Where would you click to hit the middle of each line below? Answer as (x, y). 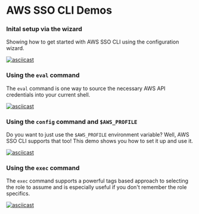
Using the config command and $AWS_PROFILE (72, 122)
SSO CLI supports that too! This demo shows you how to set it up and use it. (100, 141)
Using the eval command (43, 75)
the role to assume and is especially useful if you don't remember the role (97, 187)
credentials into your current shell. (48, 94)
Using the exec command (43, 168)
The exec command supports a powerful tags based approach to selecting (97, 181)
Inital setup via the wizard (44, 29)
